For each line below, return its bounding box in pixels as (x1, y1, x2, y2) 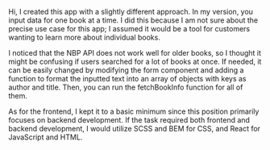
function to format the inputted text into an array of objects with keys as (8, 74, 247, 83)
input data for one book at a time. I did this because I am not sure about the (8, 15, 259, 25)
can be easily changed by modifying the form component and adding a (8, 65, 244, 75)
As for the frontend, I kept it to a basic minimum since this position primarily (8, 106, 260, 116)
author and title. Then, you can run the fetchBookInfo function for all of (8, 82, 243, 92)
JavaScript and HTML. (8, 132, 83, 142)
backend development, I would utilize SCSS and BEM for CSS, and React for (8, 124, 260, 133)
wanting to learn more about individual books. (8, 32, 161, 42)
